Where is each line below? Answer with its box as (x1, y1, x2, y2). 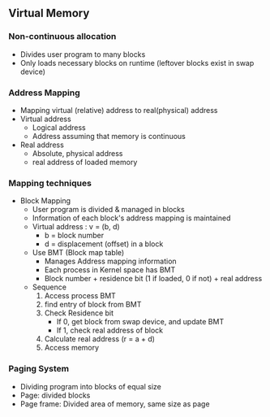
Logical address (32, 122, 87, 132)
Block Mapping (19, 196, 71, 206)
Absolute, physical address (32, 148, 123, 158)
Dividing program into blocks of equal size (19, 381, 162, 391)
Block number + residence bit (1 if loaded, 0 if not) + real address (44, 274, 263, 284)
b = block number (44, 231, 104, 241)
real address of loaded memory (32, 157, 138, 167)
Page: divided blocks (19, 390, 91, 400)
